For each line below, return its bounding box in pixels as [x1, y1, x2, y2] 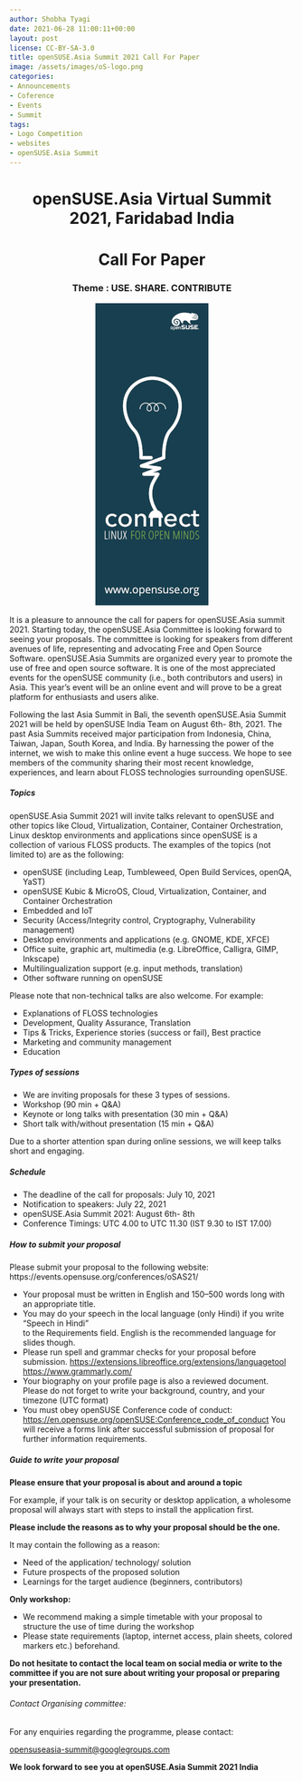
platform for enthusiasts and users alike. [9, 691, 159, 702]
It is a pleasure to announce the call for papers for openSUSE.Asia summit [9, 614, 286, 625]
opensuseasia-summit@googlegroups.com [9, 1744, 170, 1755]
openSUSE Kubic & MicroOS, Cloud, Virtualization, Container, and [22, 885, 267, 897]
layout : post [9, 34, 59, 43]
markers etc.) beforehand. [22, 1640, 120, 1651]
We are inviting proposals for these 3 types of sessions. [22, 1089, 231, 1101]
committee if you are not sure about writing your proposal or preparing [9, 1668, 280, 1679]
